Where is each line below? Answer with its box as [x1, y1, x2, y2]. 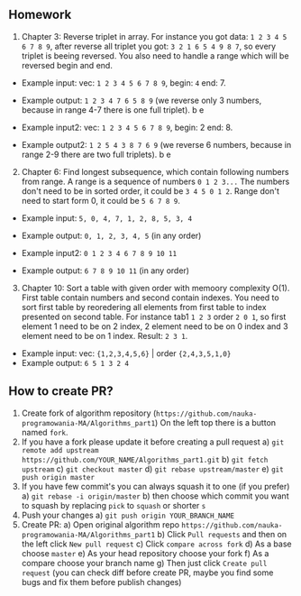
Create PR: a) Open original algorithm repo [21, 518, 180, 530]
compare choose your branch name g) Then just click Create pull [21, 557, 268, 568]
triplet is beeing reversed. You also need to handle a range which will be [21, 50, 289, 61]
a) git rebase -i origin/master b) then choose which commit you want [21, 491, 289, 501]
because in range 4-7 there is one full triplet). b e [21, 104, 205, 115]
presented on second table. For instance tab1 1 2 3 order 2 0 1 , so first [21, 311, 287, 322]
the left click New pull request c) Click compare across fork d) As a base [21, 538, 292, 549]
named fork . [21, 426, 68, 437]
